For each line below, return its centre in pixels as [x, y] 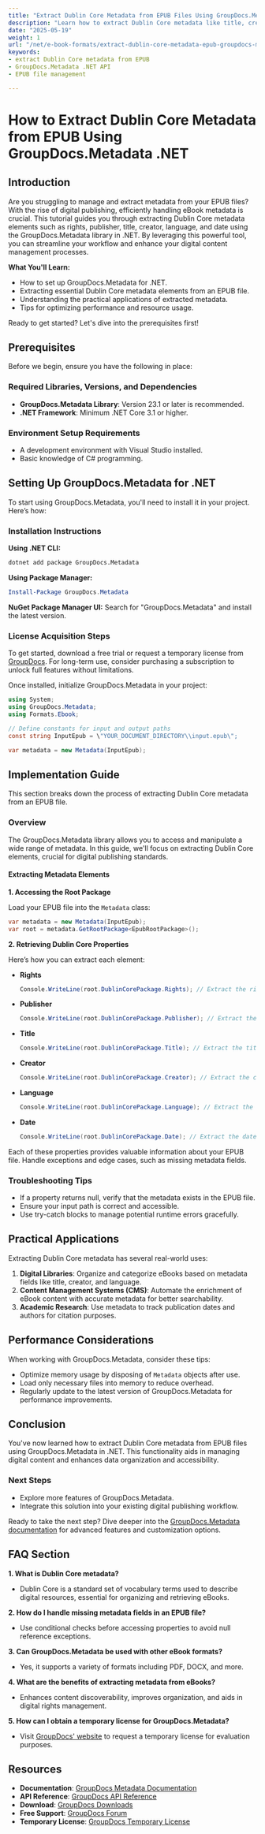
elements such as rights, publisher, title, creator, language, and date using [128, 226]
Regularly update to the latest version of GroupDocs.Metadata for [126, 1391]
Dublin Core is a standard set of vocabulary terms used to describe [129, 1589]
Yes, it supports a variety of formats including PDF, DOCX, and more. [132, 1666]
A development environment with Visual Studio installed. [111, 450]
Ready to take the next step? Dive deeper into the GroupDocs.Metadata [124, 1521]
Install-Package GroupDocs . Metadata [68, 592]
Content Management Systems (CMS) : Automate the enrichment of [131, 1290]
